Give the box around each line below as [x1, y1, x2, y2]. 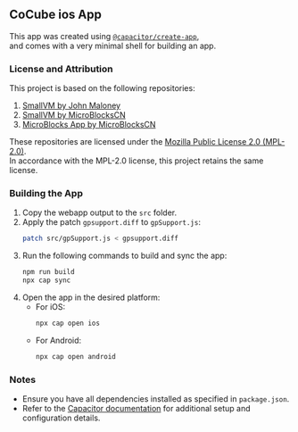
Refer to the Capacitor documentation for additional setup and [21, 403, 251, 414]
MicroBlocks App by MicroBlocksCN [21, 120, 156, 130]
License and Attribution [9, 62, 113, 75]
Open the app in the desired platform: [21, 292, 161, 303]
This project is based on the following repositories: [9, 83, 195, 94]
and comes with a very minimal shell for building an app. [9, 40, 217, 51]
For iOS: [35, 302, 66, 312]
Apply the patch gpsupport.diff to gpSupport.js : [21, 217, 201, 228]
